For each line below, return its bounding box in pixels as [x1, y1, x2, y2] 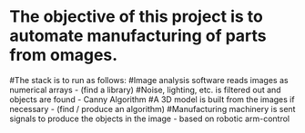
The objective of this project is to [9, 6, 264, 27]
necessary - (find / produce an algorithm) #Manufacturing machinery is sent [9, 103, 296, 114]
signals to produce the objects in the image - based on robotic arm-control [9, 113, 290, 124]
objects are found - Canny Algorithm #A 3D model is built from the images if [9, 93, 295, 105]
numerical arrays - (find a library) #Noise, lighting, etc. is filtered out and [9, 84, 281, 95]
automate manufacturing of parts [9, 25, 267, 46]
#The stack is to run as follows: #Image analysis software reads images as [9, 74, 289, 85]
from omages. [9, 45, 118, 65]
